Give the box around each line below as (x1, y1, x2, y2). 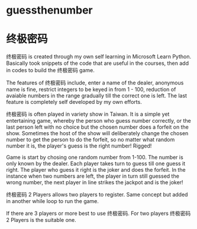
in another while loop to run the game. (6, 198, 99, 205)
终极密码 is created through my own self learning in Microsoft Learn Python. (6, 53, 191, 60)
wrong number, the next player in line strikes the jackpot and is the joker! (6, 179, 183, 186)
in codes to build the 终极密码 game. (6, 67, 95, 74)
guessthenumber (6, 4, 93, 17)
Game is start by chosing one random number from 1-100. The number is (6, 154, 183, 161)
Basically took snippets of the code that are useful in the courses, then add (6, 60, 189, 67)
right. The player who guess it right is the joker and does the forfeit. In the (6, 166, 186, 174)
